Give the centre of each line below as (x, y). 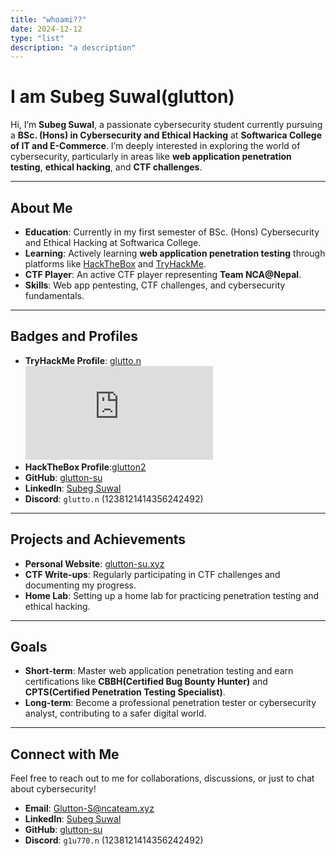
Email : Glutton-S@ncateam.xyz (89, 808)
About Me (41, 207)
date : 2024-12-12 (46, 29)
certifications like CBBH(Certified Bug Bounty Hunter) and (146, 682)
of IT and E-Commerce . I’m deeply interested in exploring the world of (155, 146)
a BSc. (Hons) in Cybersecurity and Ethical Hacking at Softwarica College (166, 135)
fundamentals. (54, 295)
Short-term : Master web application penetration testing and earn (159, 671)
